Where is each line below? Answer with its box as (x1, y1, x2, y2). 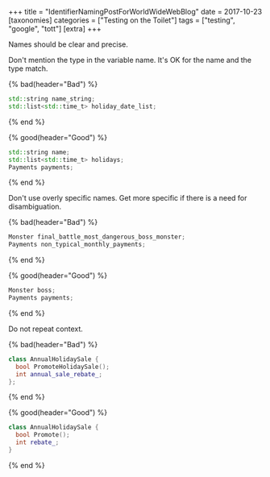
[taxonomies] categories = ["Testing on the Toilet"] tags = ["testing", (8, 15, 235, 25)
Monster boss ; (8, 286, 56, 295)
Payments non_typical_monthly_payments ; (8, 241, 147, 249)
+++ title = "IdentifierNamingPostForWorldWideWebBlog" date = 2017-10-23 (8, 7, 263, 16)
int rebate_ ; (15, 438, 60, 446)
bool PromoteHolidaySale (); (15, 363, 110, 371)
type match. (8, 64, 48, 73)
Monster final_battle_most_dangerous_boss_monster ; (8, 233, 185, 241)
